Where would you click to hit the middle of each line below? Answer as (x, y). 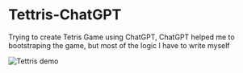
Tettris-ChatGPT (65, 15)
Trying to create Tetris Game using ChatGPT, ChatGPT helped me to (122, 37)
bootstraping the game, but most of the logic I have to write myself (119, 45)
